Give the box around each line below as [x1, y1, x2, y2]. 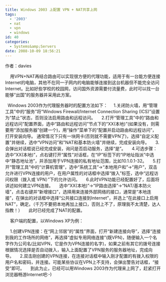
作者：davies [5, 63, 32, 69]
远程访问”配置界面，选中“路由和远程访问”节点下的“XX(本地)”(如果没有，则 [5, 121, 156, 126]
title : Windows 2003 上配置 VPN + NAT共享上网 [5, 7, 98, 12]
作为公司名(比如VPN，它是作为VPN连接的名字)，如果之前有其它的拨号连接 [9, 241, 161, 246]
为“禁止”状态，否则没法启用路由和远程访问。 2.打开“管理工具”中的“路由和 [5, 115, 159, 121]
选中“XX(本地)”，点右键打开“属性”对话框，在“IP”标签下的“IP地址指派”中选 [5, 152, 155, 158]
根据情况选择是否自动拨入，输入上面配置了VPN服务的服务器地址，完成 [5, 246, 149, 252]
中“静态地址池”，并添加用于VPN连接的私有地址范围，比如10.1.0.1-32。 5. [5, 158, 157, 163]
